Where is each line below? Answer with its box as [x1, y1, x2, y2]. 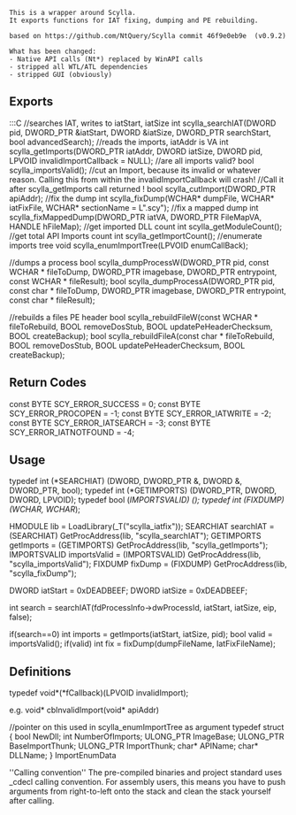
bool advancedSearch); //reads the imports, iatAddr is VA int [9, 136, 229, 147]
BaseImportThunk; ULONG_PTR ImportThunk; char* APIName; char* [9, 741, 259, 751]
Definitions [9, 664, 72, 679]
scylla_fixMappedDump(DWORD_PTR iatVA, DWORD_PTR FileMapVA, [9, 211, 262, 222]
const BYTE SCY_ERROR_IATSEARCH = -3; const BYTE [9, 417, 211, 428]
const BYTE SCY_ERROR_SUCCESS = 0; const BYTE [9, 398, 201, 409]
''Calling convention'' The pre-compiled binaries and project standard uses [9, 767, 283, 778]
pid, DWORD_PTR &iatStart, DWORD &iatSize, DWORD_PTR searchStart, [9, 127, 271, 137]
